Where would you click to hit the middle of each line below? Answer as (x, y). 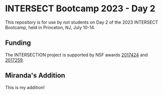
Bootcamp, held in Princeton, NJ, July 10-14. (50, 27)
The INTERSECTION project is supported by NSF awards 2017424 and (77, 55)
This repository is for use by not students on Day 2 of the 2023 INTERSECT (82, 22)
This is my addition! (25, 87)
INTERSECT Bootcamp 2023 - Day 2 (80, 9)
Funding (18, 43)
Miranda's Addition (35, 76)
